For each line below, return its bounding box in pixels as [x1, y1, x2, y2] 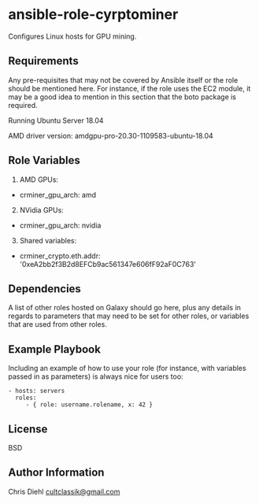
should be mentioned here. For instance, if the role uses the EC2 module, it [8, 83, 251, 93]
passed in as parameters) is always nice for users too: [8, 372, 183, 381]
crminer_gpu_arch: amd [19, 190, 97, 199]
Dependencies [8, 282, 81, 295]
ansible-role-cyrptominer [8, 6, 179, 24]
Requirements [8, 54, 79, 68]
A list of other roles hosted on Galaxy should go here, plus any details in [8, 303, 242, 313]
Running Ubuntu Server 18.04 [8, 116, 104, 125]
